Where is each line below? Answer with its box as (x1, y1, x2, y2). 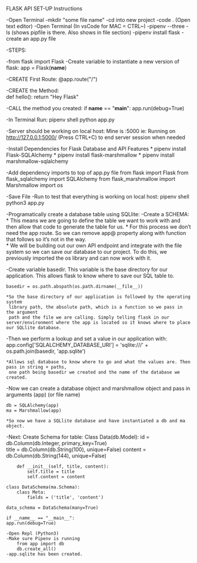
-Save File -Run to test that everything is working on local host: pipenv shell (6, 193, 189, 200)
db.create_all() (16, 546, 57, 552)
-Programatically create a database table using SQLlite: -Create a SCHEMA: (6, 211, 189, 217)
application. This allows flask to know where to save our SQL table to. (6, 272, 175, 279)
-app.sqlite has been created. (6, 551, 83, 557)
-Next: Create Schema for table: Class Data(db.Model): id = (6, 433, 150, 441)
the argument (6, 309, 38, 315)
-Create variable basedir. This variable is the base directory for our (6, 266, 168, 273)
